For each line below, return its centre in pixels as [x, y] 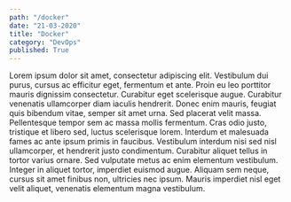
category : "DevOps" [45, 42]
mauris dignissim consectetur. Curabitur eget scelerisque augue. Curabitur [145, 95]
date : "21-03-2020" [45, 26]
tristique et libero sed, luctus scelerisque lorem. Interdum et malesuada [139, 132]
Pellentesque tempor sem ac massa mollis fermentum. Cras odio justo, [138, 123]
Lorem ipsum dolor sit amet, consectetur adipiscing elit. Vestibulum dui [139, 75]
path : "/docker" [39, 17]
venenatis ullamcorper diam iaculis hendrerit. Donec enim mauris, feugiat [143, 104]
